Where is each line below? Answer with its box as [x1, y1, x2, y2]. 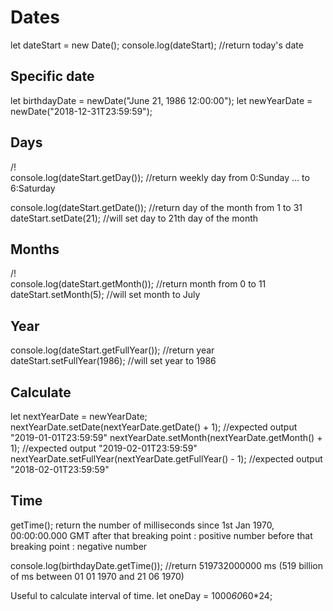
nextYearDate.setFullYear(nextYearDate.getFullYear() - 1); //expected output [10, 453, 323, 465]
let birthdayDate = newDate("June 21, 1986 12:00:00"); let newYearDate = [10, 94, 313, 106]
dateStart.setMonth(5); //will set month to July [10, 289, 201, 301]
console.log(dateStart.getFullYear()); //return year [10, 344, 215, 356]
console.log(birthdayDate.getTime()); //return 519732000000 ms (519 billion [10, 559, 323, 571]
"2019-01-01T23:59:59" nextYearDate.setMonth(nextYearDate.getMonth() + [10, 432, 323, 443]
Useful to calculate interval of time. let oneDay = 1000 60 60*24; [10, 589, 273, 601]
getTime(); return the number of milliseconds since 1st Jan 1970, [10, 519, 275, 531]
